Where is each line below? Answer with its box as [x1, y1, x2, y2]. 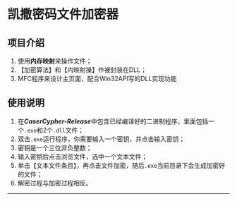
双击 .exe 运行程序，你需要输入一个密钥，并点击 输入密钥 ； [17, 135, 186, 143]
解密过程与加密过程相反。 [17, 178, 92, 187]
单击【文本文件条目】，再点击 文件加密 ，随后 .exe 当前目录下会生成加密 [17, 161, 219, 169]
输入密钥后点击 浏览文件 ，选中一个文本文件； [17, 152, 148, 161]
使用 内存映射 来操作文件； [17, 57, 92, 65]
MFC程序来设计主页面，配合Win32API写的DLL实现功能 [17, 75, 177, 83]
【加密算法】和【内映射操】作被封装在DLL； [17, 66, 147, 74]
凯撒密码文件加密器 [7, 6, 119, 23]
